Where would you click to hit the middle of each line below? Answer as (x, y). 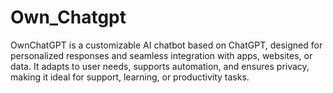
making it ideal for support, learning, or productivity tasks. (130, 77)
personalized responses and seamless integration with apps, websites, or (161, 55)
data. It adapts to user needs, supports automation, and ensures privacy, (160, 66)
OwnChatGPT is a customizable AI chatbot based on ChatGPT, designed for (166, 45)
